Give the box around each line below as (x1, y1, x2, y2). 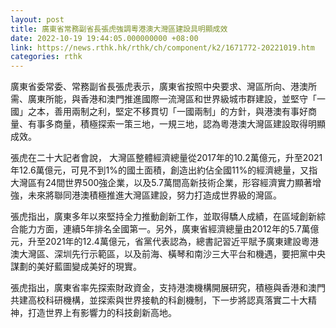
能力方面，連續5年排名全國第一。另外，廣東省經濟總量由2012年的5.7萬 (18, 223, 311, 235)
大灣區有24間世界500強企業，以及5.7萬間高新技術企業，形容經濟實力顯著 (10, 177, 313, 189)
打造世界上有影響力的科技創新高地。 (27, 307, 177, 319)
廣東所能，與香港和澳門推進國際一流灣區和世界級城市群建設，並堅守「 (27, 93, 317, 105)
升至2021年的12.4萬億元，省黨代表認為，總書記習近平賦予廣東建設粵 (27, 236, 310, 248)
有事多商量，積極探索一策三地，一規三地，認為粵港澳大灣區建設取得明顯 (27, 118, 326, 130)
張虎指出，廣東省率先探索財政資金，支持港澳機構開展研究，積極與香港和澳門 (10, 282, 326, 294)
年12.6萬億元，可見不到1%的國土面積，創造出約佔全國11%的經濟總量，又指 (10, 164, 318, 176)
